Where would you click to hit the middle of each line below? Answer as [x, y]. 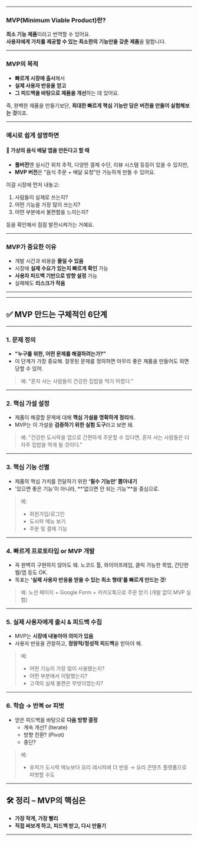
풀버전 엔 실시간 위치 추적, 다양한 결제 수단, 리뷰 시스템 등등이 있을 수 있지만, [102, 165]
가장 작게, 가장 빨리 [37, 819]
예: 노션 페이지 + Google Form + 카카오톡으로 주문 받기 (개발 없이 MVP [103, 592]
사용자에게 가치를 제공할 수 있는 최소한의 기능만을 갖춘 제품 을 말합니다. [86, 41]
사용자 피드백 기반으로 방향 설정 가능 [56, 276]
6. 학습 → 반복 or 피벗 [35, 706]
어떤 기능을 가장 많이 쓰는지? [47, 204]
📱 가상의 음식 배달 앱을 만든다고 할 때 [48, 150]
